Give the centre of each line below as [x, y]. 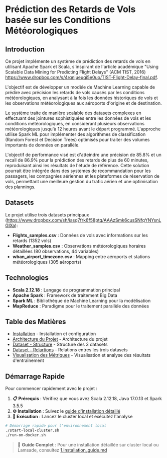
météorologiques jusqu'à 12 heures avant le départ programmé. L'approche [83, 129]
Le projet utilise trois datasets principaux [47, 214]
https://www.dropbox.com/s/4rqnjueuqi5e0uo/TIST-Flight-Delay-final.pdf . [82, 77]
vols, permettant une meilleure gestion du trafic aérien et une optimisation [81, 181]
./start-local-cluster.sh [32, 431]
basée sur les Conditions [58, 20]
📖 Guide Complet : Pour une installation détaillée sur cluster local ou [88, 444]
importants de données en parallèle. [43, 145]
